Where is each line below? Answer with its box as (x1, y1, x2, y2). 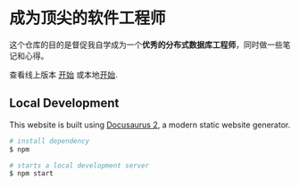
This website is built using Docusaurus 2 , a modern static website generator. (9, 119, 291, 130)
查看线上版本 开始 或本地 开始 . (9, 69, 118, 80)
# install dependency (9, 136, 90, 145)
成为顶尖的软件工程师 (9, 8, 167, 28)
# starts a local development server (9, 161, 150, 170)
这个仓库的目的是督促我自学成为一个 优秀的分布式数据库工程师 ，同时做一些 (9, 39, 283, 50)
